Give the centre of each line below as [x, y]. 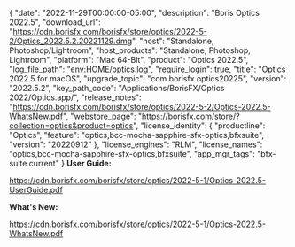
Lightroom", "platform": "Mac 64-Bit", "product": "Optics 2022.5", [129, 60]
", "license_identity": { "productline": [199, 126]
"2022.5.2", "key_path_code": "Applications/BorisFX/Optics [117, 88]
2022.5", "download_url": [55, 22]
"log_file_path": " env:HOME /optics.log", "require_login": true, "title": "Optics [147, 69]
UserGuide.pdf [36, 190]
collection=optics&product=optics [71, 126]
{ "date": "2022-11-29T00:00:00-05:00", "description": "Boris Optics [134, 13]
